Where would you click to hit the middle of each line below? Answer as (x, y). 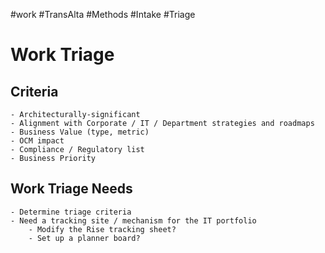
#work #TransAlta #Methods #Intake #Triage (103, 14)
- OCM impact (37, 141)
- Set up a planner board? (84, 238)
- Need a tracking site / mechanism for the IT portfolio (133, 220)
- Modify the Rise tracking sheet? (102, 229)
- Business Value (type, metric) (80, 132)
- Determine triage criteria (71, 212)
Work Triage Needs (71, 189)
